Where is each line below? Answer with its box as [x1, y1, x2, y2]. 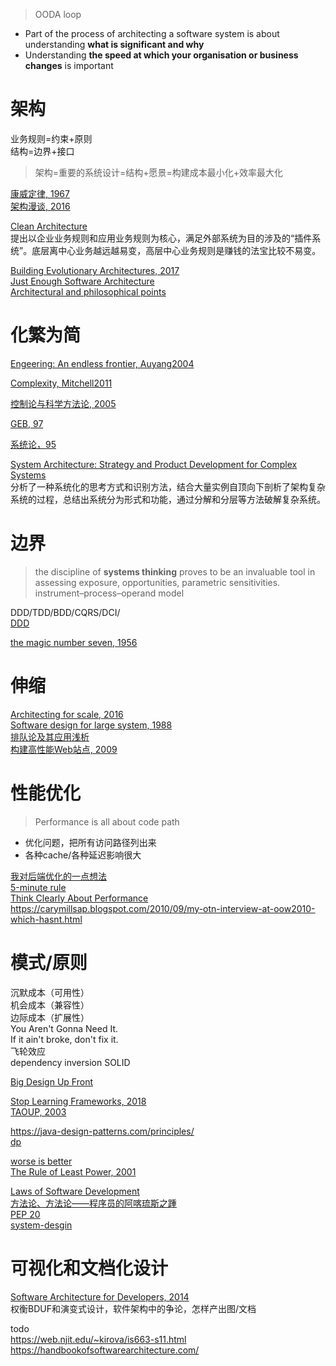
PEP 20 [10, 1208, 41, 1220]
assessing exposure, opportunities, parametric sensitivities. [34, 576, 281, 588]
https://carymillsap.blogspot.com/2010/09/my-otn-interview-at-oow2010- [10, 902, 316, 914]
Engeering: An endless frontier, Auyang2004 [10, 357, 195, 369]
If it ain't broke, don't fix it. [10, 1033, 119, 1045]
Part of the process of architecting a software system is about [24, 28, 280, 39]
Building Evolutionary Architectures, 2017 [10, 264, 180, 276]
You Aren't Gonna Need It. [10, 1022, 119, 1034]
